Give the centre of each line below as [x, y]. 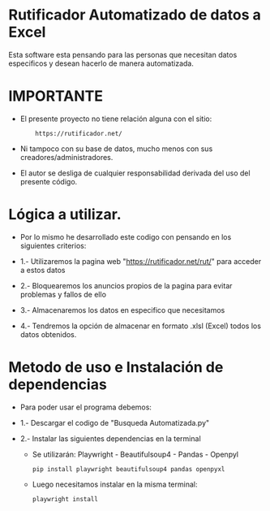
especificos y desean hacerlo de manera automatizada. [101, 63]
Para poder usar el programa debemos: [86, 407]
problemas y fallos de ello [63, 294]
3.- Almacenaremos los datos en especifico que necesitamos [122, 310]
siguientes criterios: [53, 245]
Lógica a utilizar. [65, 215]
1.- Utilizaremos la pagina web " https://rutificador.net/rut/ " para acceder [141, 261]
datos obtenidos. [48, 334]
